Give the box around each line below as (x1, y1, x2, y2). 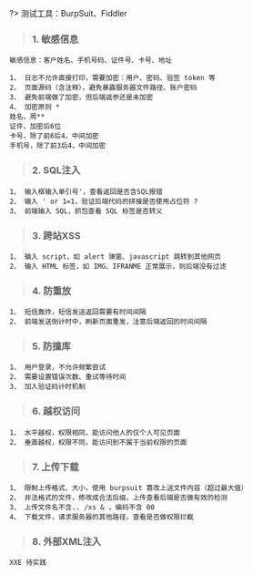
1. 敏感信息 (31, 33, 79, 46)
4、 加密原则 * (9, 103, 61, 112)
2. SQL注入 (31, 164, 81, 177)
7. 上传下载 (31, 460, 79, 473)
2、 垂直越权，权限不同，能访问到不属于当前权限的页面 (9, 437, 187, 447)
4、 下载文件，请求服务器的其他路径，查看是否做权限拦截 (9, 513, 194, 522)
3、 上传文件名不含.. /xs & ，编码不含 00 (9, 503, 155, 512)
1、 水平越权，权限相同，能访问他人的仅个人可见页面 (9, 427, 180, 437)
